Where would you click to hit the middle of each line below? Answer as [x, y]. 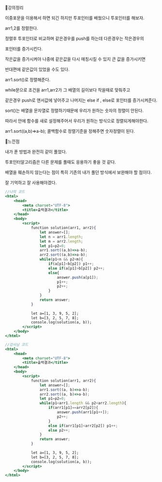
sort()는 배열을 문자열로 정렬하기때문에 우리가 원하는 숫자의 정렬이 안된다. [74, 110]
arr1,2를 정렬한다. [22, 28]
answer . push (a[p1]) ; [77, 277]
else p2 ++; [59, 430]
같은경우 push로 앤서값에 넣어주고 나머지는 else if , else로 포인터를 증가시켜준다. [81, 100]
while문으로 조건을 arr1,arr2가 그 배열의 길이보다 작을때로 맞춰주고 [68, 90]
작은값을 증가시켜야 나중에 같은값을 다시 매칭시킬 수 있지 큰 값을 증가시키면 [75, 59]
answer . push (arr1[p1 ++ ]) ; [83, 412]
